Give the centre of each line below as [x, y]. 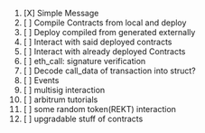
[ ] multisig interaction [64, 90]
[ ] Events [41, 80]
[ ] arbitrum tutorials [61, 100]
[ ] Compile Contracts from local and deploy [105, 23]
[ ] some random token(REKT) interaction [100, 109]
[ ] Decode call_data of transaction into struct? [110, 71]
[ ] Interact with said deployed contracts [98, 42]
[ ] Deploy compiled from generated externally [109, 32]
